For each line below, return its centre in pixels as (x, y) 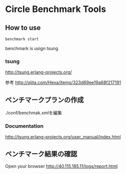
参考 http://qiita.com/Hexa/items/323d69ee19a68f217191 (63, 82)
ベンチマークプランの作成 (44, 100)
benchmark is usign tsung (32, 48)
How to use (23, 28)
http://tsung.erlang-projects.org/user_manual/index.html (63, 137)
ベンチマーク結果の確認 (41, 154)
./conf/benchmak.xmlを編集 (34, 113)
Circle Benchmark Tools (56, 9)
